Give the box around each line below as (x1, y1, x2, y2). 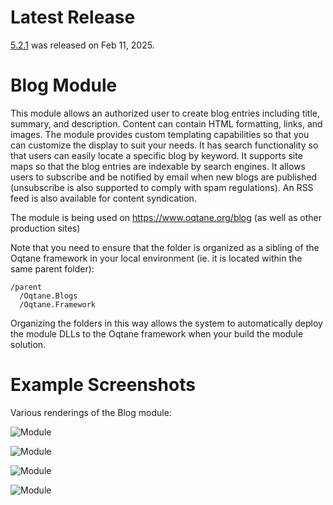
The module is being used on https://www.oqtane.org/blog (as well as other (10, 211, 323, 223)
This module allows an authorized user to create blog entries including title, (10, 107, 321, 119)
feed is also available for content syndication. (10, 192, 197, 204)
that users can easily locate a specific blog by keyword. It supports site (10, 149, 303, 161)
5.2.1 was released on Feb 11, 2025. (10, 39, 155, 51)
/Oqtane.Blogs (19, 291, 78, 301)
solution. (10, 338, 47, 350)
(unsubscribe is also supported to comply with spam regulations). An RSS (10, 181, 314, 193)
